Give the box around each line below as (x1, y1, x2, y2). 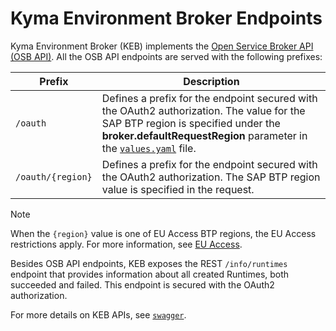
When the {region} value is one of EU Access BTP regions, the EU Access (10, 227, 317, 239)
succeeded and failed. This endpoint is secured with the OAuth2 (10, 278, 275, 291)
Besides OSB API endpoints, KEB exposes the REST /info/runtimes (10, 257, 288, 269)
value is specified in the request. (101, 182, 255, 196)
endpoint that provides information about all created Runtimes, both (10, 268, 290, 280)
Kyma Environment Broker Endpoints (10, 7, 323, 30)
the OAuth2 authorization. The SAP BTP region (101, 170, 321, 184)
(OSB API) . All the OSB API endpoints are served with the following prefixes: (10, 50, 323, 62)
